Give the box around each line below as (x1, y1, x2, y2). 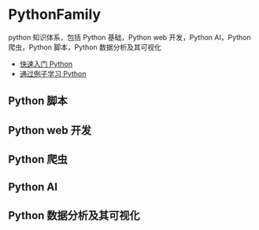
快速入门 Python (19, 59, 73, 69)
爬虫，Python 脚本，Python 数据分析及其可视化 (8, 42, 161, 52)
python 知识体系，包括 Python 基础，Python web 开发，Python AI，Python (8, 32, 252, 42)
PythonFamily (8, 6, 101, 24)
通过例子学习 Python (19, 69, 87, 78)
